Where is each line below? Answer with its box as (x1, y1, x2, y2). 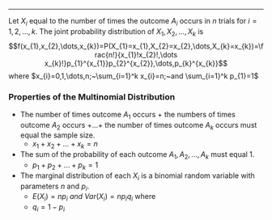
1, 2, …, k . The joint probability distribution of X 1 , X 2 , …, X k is (8, 26, 204, 38)
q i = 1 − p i (32, 202, 66, 214)
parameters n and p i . (19, 181, 90, 192)
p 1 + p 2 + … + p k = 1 (32, 160, 99, 171)
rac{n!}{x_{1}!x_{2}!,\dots (94, 49, 178, 59)
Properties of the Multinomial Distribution (8, 91, 176, 102)
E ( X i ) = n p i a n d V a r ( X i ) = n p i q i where (32, 192, 156, 203)
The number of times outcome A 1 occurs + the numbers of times (19, 109, 236, 121)
